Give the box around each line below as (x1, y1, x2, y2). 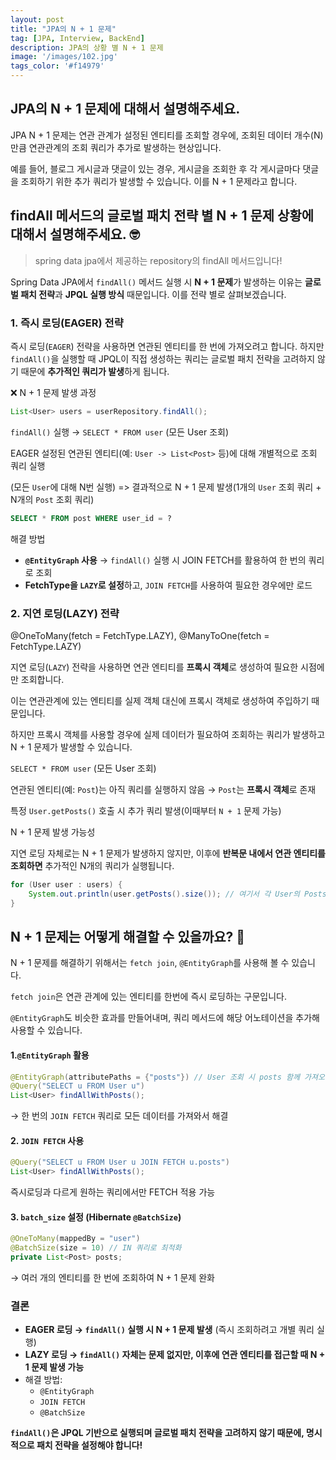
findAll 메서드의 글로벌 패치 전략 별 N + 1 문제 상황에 (10, 207, 315, 225)
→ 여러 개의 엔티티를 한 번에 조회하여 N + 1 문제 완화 (10, 1272, 215, 1284)
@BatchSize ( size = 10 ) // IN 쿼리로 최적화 (10, 1243, 182, 1253)
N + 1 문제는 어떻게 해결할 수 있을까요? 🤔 (10, 928, 246, 945)
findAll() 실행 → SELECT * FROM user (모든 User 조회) (10, 426, 230, 438)
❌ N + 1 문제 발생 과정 (10, 386, 97, 398)
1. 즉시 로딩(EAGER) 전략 (10, 316, 124, 330)
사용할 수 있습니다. (10, 1024, 83, 1036)
